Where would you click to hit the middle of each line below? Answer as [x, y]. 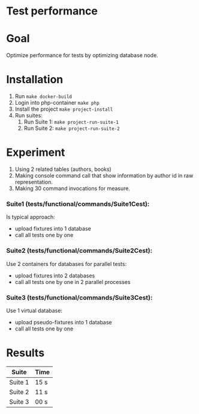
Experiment [36, 153]
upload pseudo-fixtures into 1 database [63, 322]
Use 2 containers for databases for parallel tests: [67, 264]
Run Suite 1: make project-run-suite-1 [71, 122]
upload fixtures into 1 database [53, 229]
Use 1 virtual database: [34, 310]
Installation [35, 80]
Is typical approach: [31, 217]
